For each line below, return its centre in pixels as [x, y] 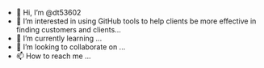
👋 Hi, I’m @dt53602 [48, 13]
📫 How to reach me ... [53, 56]
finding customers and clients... [68, 30]
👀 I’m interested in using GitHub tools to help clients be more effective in [136, 21]
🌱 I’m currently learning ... [59, 38]
